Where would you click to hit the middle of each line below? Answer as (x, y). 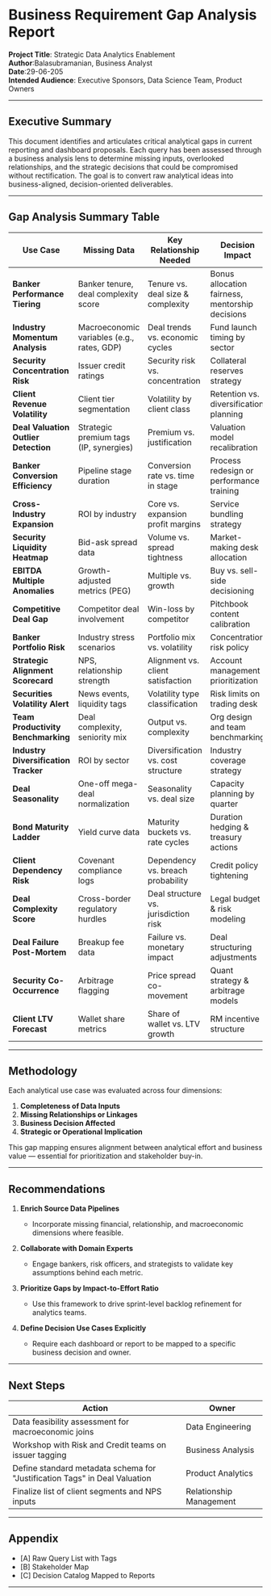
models (224, 1001)
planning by (232, 793)
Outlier (26, 437)
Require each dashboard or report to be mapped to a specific (134, 1344)
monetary (166, 947)
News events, (104, 694)
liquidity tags (102, 703)
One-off (94, 783)
